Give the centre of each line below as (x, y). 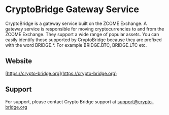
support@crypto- (136, 102)
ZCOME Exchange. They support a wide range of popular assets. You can (82, 34)
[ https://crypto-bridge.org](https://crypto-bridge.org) (61, 73)
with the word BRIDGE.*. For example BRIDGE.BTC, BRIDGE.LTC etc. (76, 45)
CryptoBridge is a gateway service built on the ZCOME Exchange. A (76, 23)
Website (19, 61)
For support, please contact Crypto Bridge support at (61, 102)
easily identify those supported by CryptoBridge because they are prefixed (83, 40)
